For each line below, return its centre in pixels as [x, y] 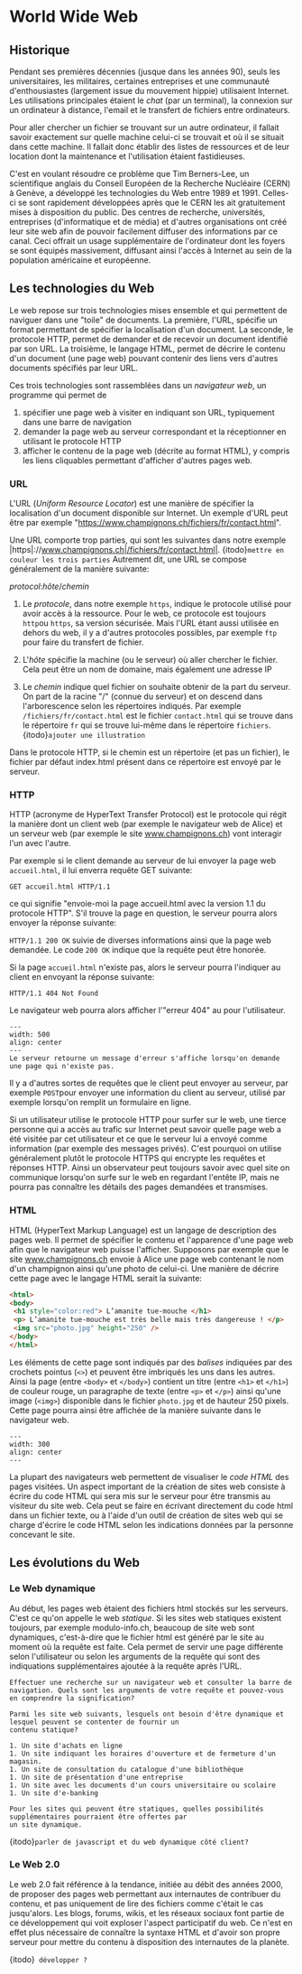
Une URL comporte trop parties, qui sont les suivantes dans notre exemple [148, 540]
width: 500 [30, 1035]
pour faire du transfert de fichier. [83, 642]
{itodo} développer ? [49, 1959]
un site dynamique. [46, 1825]
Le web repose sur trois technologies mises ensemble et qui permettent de [149, 310]
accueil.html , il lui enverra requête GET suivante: [101, 871]
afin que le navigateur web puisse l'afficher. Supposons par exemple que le [149, 1249]
